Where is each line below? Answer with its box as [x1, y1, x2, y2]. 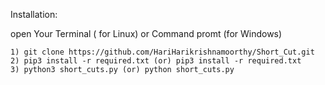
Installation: [10, 9, 58, 20]
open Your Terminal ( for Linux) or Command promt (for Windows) [10, 28, 283, 39]
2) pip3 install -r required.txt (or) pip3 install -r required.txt [10, 56, 302, 66]
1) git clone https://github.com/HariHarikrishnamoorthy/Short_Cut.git [10, 47, 315, 57]
